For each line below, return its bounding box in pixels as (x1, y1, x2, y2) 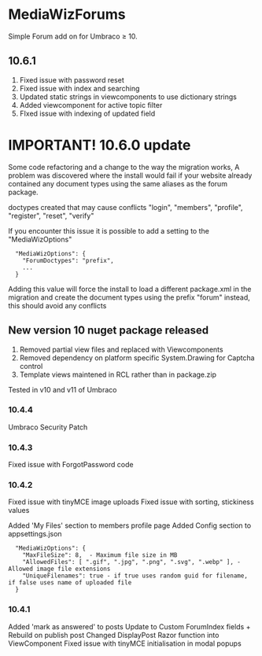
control (19, 361, 43, 370)
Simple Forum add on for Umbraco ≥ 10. (8, 31, 138, 41)
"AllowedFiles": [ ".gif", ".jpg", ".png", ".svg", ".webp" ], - (22, 558, 242, 566)
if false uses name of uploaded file (8, 579, 132, 587)
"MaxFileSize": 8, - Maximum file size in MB (22, 551, 178, 559)
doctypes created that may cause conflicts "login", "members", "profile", (8, 202, 243, 212)
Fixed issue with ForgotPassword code (8, 460, 134, 470)
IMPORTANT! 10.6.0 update (8, 136, 191, 154)
